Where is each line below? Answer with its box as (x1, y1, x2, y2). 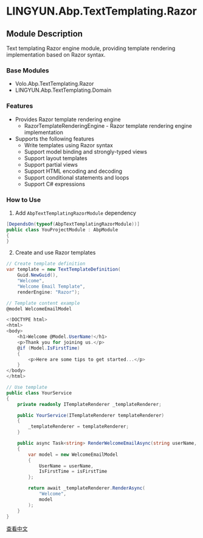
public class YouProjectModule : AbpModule (6, 226, 119, 232)
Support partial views (24, 161, 78, 168)
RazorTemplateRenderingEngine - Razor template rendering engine (24, 122, 193, 129)
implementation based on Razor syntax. (6, 51, 106, 58)
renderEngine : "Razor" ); (17, 289, 80, 295)
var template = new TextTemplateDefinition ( (6, 267, 121, 273)
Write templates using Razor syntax (24, 141, 114, 148)
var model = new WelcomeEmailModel (28, 452, 119, 458)
